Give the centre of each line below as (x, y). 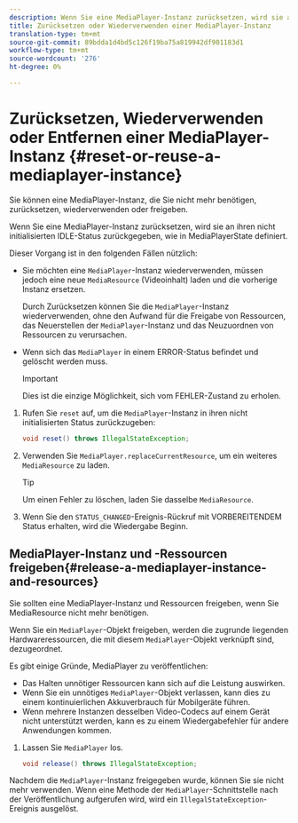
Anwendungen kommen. (67, 730)
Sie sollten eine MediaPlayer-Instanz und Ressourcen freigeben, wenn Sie (144, 603)
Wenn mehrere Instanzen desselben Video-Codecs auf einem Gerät (146, 711)
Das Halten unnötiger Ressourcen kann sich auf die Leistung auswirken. (153, 683)
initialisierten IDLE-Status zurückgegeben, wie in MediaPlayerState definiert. (149, 235)
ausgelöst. (59, 809)
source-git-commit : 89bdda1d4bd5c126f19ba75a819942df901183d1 (126, 42)
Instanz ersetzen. (54, 289)
